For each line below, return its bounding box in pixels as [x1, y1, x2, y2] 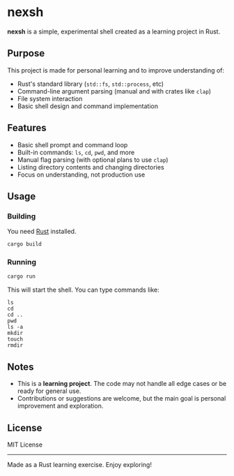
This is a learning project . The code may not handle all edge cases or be [17, 380, 227, 388]
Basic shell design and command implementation [17, 102, 159, 110]
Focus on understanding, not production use [17, 170, 146, 179]
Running [7, 258, 37, 267]
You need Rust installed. [7, 228, 77, 236]
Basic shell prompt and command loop [17, 140, 128, 149]
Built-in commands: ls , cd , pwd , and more [17, 148, 135, 156]
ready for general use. [17, 387, 81, 395]
